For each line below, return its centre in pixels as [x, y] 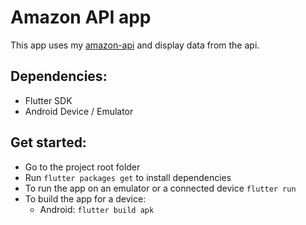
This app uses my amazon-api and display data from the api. [135, 45]
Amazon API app [81, 17]
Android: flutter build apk [97, 209]
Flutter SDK [48, 100]
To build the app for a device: [85, 198]
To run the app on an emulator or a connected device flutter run [160, 188]
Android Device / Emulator [79, 111]
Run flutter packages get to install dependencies [128, 177]
